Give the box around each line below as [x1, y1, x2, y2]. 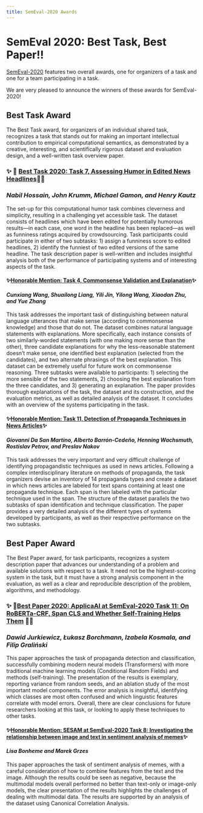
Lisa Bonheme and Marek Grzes [6, 747, 89, 755]
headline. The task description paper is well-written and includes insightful [6, 250, 193, 257]
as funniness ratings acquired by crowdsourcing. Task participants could [6, 231, 188, 238]
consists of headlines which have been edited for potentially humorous [6, 218, 184, 225]
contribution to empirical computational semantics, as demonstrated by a [6, 139, 189, 146]
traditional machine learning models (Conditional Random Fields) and [6, 667, 179, 675]
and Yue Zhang [6, 297, 47, 305]
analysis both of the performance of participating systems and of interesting [6, 256, 197, 264]
